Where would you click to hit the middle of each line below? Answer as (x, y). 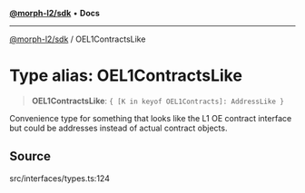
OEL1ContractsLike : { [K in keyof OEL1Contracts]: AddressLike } (157, 101)
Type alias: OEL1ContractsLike (126, 76)
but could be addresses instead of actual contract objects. (118, 128)
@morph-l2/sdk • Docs (54, 13)
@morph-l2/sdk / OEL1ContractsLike (78, 39)
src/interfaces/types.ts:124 (60, 178)
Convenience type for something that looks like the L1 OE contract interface (151, 118)
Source (30, 156)
